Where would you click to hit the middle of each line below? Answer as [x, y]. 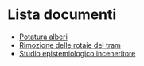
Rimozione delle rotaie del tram [70, 45]
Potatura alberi [43, 37]
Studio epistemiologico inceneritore [77, 53]
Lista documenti [62, 15]
